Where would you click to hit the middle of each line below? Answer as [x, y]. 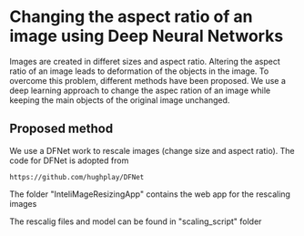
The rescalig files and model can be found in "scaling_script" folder [136, 221]
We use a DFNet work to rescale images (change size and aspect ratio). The [152, 150]
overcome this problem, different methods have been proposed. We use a [148, 80]
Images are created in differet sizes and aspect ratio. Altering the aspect [145, 61]
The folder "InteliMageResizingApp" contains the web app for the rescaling [150, 194]
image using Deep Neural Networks [147, 36]
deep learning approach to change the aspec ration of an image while [140, 90]
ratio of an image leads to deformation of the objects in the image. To [139, 71]
